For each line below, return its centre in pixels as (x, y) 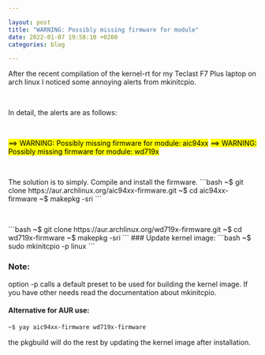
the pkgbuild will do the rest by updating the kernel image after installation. (129, 342)
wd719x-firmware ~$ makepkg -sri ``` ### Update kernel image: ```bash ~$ (130, 238)
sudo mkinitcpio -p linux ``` (52, 246)
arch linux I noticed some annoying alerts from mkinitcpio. (103, 82)
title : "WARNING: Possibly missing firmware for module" (104, 30)
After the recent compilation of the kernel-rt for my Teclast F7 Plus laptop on (132, 74)
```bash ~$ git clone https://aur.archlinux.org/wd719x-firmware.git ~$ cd (125, 230)
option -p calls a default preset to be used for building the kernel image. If (128, 284)
